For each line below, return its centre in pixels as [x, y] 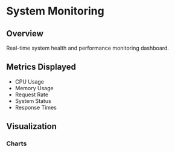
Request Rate [32, 94]
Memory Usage [34, 88]
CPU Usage [29, 81]
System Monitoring [55, 11]
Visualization [32, 126]
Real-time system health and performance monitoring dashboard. [87, 48]
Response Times [36, 107]
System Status [33, 101]
